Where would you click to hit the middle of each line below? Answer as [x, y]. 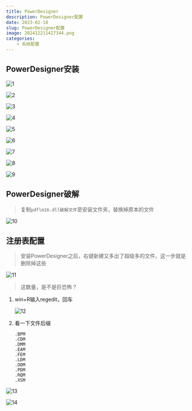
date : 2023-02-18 [27, 22]
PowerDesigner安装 [43, 69]
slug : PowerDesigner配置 [35, 28]
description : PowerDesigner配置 [44, 17]
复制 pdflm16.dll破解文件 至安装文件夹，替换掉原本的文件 [87, 209]
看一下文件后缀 [32, 323]
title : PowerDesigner [32, 11]
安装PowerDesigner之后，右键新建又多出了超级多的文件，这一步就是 [103, 256]
